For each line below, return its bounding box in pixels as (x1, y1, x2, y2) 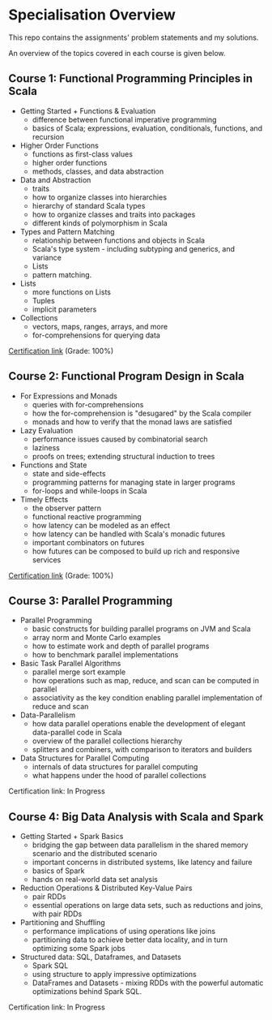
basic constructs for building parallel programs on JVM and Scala (32, 624, 251, 634)
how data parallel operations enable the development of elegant (32, 719, 246, 729)
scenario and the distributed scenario (32, 849, 158, 859)
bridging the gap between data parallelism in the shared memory (32, 840, 249, 850)
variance (32, 252, 62, 262)
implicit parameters (32, 304, 97, 314)
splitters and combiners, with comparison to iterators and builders (32, 745, 253, 755)
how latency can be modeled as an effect (32, 520, 170, 530)
